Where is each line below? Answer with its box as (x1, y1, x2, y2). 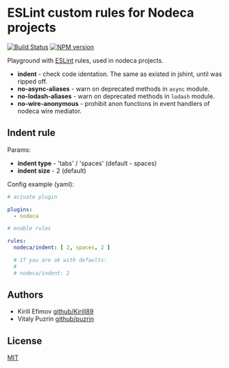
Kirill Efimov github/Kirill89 (17, 307, 94, 316)
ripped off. (17, 77, 47, 85)
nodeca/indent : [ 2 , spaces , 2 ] (13, 244, 111, 252)
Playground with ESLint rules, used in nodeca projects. (7, 56, 164, 64)
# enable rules (7, 225, 52, 232)
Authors (7, 289, 44, 301)
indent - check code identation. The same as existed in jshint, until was (17, 70, 223, 78)
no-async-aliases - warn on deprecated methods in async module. (17, 84, 210, 93)
